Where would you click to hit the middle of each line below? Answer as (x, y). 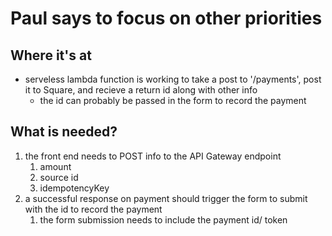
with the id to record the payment (93, 209)
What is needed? (64, 132)
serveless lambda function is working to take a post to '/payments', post (173, 79)
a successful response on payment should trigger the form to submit (166, 198)
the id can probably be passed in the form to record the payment (173, 100)
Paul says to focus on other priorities (166, 18)
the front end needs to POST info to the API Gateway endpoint (153, 156)
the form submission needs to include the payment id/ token (163, 219)
